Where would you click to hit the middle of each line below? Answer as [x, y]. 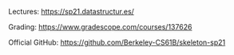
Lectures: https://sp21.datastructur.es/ [71, 12]
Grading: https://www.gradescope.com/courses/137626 [100, 27]
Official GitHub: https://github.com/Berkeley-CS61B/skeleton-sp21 [117, 42]
